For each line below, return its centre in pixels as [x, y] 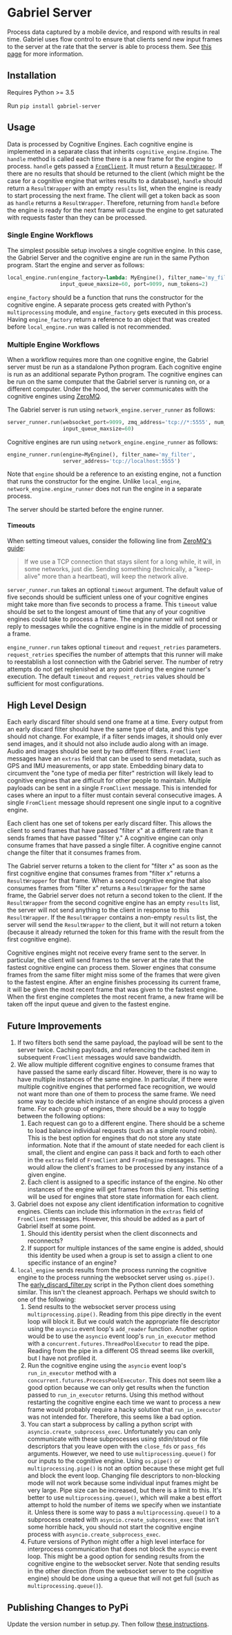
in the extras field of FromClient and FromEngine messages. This [118, 1160]
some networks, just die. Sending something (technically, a [108, 568]
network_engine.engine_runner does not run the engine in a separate [105, 489]
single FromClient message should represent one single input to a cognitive [114, 803]
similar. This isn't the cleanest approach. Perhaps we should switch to [116, 1292]
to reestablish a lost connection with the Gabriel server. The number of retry [115, 662]
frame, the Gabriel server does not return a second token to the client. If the [115, 895]
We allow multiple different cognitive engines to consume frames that [116, 1064]
